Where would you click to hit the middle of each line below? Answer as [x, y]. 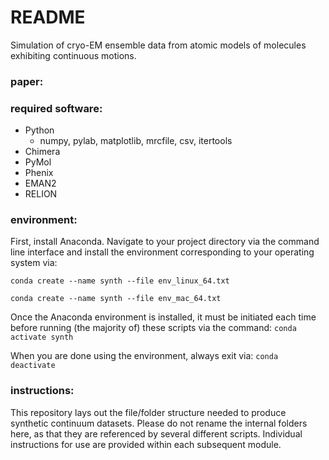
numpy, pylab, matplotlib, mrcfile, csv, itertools [136, 141]
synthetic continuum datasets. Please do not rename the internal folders [159, 423]
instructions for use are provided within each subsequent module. [146, 444]
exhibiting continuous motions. [73, 55]
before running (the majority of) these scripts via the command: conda [153, 328]
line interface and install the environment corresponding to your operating [162, 252]
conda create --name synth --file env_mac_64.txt [116, 299]
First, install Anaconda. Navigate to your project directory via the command [165, 242]
